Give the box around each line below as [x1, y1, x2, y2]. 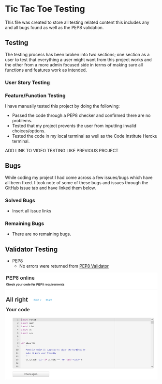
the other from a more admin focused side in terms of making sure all [5, 62, 143, 67]
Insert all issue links [12, 208, 52, 214]
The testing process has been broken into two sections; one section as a [5, 51, 150, 57]
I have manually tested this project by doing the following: [5, 103, 120, 109]
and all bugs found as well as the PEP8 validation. [5, 24, 104, 30]
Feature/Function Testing [5, 92, 66, 99]
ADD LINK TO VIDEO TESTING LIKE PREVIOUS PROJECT [5, 147, 118, 153]
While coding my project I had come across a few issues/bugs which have [5, 175, 153, 180]
